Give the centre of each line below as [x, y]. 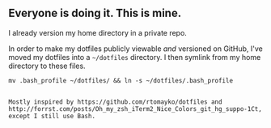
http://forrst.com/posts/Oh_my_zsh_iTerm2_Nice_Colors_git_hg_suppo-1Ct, [135, 109]
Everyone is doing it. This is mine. [95, 13]
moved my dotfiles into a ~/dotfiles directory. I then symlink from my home [135, 57]
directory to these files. [47, 66]
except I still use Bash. [52, 116]
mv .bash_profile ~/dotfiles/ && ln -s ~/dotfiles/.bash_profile [121, 80]
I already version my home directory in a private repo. [98, 32]
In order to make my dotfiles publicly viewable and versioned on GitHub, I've [135, 49]
